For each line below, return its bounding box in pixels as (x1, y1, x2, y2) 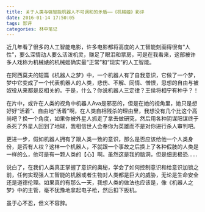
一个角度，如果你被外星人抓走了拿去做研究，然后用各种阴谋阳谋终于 (27, 115, 199, 122)
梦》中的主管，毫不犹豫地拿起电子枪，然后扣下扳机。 (6, 186, 140, 194)
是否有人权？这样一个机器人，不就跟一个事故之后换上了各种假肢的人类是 (16, 143, 199, 150)
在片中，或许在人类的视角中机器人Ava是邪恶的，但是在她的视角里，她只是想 (6, 100, 198, 107)
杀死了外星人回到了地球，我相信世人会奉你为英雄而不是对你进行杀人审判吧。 (6, 122, 199, 130)
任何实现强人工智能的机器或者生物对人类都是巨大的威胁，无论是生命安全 (16, 171, 199, 178)
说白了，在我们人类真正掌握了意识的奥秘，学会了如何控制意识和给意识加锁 (6, 164, 193, 171)
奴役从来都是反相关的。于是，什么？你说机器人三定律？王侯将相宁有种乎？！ (6, 87, 199, 94)
